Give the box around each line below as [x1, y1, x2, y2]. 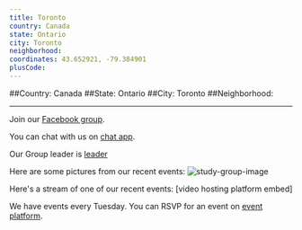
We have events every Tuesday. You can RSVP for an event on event [9, 200, 263, 211]
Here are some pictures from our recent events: [9, 165, 186, 176]
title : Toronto [9, 13, 67, 22]
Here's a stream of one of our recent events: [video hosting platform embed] [9, 183, 293, 194]
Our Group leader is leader [9, 148, 108, 159]
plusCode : [9, 64, 47, 73]
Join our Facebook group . [9, 113, 105, 124]
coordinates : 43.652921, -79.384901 [9, 55, 147, 64]
